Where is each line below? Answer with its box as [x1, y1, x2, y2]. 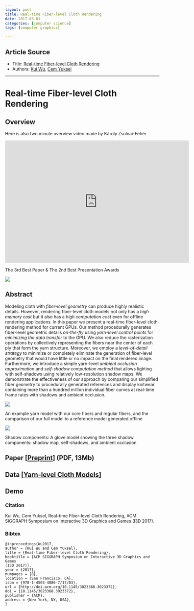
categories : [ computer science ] [5, 21, 71, 26]
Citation [5, 502, 24, 509]
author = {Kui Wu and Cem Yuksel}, [5, 546, 78, 551]
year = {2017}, [5, 567, 36, 572]
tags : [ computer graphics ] [5, 25, 60, 30]
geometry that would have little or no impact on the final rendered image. [5, 355, 153, 361]
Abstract [5, 290, 33, 299]
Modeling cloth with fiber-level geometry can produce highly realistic [5, 303, 145, 309]
